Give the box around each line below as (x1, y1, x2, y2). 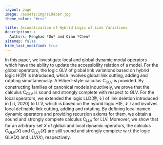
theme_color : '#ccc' (5, 16, 47, 21)
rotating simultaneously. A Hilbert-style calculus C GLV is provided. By (5, 77, 144, 85)
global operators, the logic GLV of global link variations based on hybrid (5, 67, 149, 73)
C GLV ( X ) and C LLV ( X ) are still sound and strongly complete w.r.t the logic (5, 128, 150, 135)
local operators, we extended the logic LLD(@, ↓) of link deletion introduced (5, 96, 158, 101)
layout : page (5, 7, 32, 12)
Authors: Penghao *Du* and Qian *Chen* (9, 34, 91, 39)
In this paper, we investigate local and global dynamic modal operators (5, 57, 147, 63)
